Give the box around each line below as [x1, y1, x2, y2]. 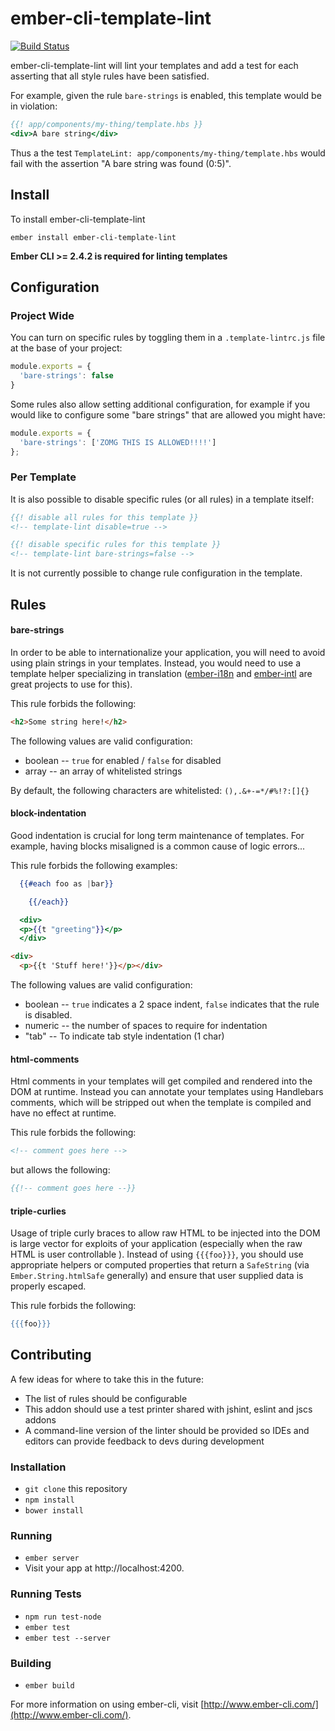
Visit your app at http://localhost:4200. [24, 1562, 185, 1574]
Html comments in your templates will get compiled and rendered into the [10, 1075, 313, 1087]
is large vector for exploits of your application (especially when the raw [10, 1238, 303, 1250]
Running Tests [10, 1587, 82, 1601]
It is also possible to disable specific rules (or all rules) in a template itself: [10, 493, 315, 505]
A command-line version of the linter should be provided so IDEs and [24, 1424, 310, 1436]
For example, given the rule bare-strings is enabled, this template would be [10, 89, 322, 101]
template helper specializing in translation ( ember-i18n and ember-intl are [10, 667, 313, 679]
